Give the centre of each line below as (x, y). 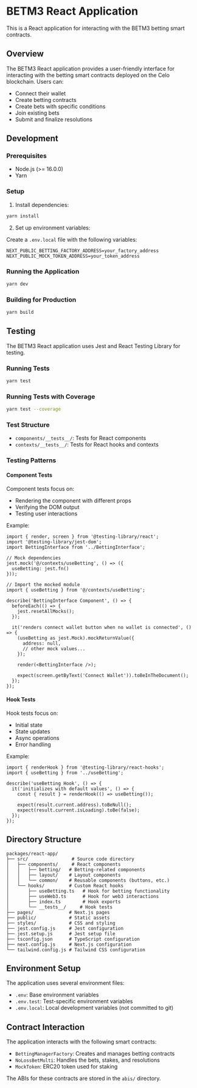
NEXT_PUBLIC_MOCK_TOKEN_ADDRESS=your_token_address (73, 256)
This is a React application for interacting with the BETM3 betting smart (96, 28)
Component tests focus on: (40, 488)
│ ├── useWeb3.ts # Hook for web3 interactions (83, 896)
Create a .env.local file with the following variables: (72, 239)
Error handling (33, 744)
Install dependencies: (42, 205)
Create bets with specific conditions (60, 106)
